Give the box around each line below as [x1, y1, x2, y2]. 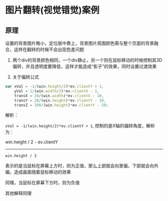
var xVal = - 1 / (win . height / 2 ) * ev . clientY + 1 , [5, 84, 104, 89]
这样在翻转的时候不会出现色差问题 [13, 46, 84, 52]
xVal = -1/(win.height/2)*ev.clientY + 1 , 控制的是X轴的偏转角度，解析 [5, 123, 155, 129]
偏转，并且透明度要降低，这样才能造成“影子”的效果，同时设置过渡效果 [12, 63, 157, 69]
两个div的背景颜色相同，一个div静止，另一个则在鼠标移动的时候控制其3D [12, 57, 162, 63]
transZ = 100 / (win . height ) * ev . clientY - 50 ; [14, 102, 108, 107]
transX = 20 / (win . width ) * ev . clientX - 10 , [14, 93, 104, 98]
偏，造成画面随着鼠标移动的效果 [5, 169, 71, 175]
